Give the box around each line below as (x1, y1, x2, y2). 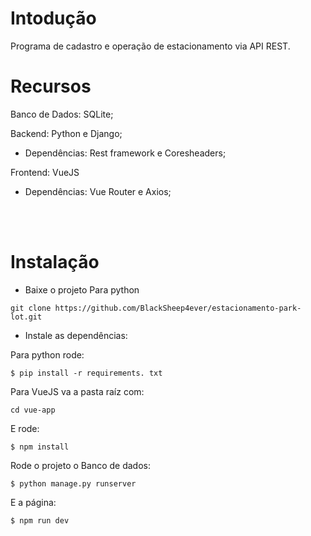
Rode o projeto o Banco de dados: (10, 459, 151, 471)
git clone (10, 303, 52, 313)
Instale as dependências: (24, 329, 128, 341)
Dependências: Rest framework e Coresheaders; (24, 147, 227, 159)
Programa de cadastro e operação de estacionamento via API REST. (10, 40, 291, 52)
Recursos (10, 75, 92, 98)
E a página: (10, 496, 57, 508)
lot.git (10, 312, 43, 322)
